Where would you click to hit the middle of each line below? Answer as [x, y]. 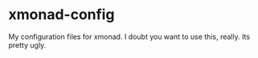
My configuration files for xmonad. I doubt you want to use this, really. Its [129, 37]
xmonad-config [61, 15]
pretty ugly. [27, 44]
